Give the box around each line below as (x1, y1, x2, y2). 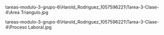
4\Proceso (5, 24, 27, 30)
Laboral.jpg (28, 24, 52, 30)
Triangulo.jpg (21, 9, 49, 15)
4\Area (5, 9, 20, 15)
